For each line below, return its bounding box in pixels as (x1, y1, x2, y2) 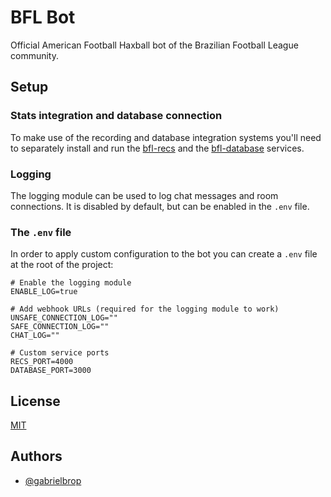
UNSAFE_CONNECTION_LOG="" (10, 313, 118, 323)
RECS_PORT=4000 (10, 357, 74, 367)
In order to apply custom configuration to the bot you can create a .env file (10, 248, 318, 260)
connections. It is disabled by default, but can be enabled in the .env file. (10, 200, 310, 212)
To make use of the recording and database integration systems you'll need (10, 131, 322, 143)
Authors (10, 448, 63, 465)
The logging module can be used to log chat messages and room (10, 189, 279, 201)
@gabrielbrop (24, 474, 82, 486)
